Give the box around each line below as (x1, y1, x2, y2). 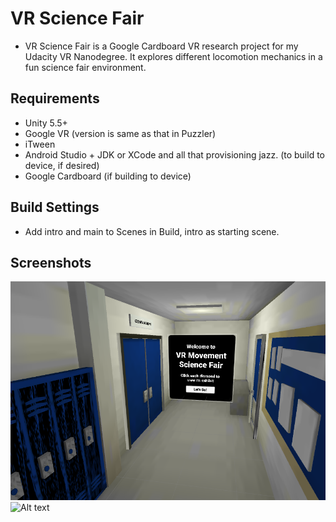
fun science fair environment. (24, 61, 147, 73)
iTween (24, 138, 56, 150)
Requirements (10, 90, 100, 107)
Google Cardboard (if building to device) (24, 170, 192, 182)
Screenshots (10, 254, 92, 271)
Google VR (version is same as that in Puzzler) (24, 127, 217, 139)
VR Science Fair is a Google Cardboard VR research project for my (24, 40, 299, 52)
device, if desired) (24, 159, 100, 171)
